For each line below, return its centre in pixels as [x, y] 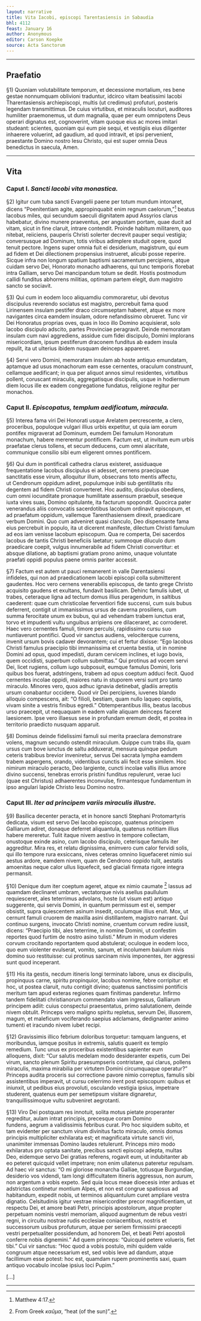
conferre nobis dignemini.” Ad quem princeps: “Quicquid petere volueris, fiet [100, 1240]
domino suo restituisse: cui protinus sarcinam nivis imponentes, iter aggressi [100, 956]
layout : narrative [29, 12]
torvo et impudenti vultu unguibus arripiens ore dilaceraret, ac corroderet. [97, 623]
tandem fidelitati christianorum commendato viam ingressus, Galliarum [93, 1000]
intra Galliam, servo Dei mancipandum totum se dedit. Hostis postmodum [96, 273]
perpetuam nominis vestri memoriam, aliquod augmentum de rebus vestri [97, 1214]
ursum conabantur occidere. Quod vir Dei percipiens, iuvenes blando [91, 693]
